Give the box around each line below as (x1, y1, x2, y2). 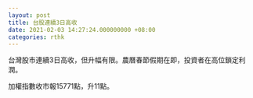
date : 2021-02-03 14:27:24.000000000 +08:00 (8, 26, 156, 33)
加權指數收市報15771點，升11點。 (8, 82, 114, 91)
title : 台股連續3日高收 (8, 19, 78, 26)
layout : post (8, 11, 51, 19)
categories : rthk (8, 33, 65, 41)
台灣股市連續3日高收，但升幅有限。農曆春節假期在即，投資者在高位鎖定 (8, 55, 239, 65)
